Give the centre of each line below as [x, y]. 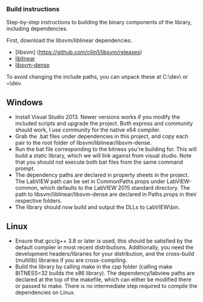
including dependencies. [37, 29]
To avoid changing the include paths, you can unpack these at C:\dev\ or [97, 77]
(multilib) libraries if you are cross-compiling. [71, 260]
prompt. [25, 169]
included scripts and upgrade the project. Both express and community [104, 124]
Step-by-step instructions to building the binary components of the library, [99, 22]
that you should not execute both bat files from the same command [99, 162]
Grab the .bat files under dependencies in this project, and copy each [102, 136]
